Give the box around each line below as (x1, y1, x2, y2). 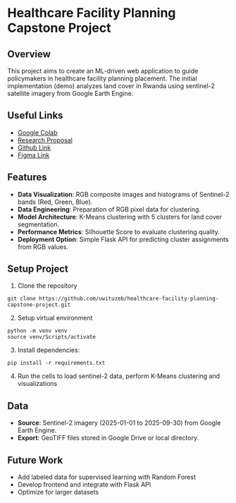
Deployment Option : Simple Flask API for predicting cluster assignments (17, 235, 229, 243)
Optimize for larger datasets (17, 488, 99, 497)
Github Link (17, 143, 51, 152)
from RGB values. (17, 242, 69, 251)
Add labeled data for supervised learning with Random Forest (17, 473, 196, 481)
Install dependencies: (17, 346, 80, 354)
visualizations (17, 380, 58, 388)
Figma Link (17, 150, 50, 159)
